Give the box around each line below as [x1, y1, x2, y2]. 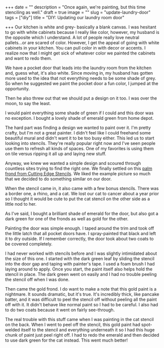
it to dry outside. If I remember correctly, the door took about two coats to [5, 236, 154, 241]
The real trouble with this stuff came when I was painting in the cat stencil [5, 317, 154, 322]
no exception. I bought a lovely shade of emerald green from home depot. [5, 115, 154, 121]
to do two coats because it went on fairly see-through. [5, 307, 115, 313]
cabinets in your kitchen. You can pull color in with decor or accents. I [5, 45, 146, 51]
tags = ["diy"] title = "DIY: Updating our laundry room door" [5, 15, 125, 20]
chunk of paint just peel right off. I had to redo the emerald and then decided [5, 332, 160, 338]
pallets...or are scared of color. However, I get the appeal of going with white [5, 40, 160, 46]
